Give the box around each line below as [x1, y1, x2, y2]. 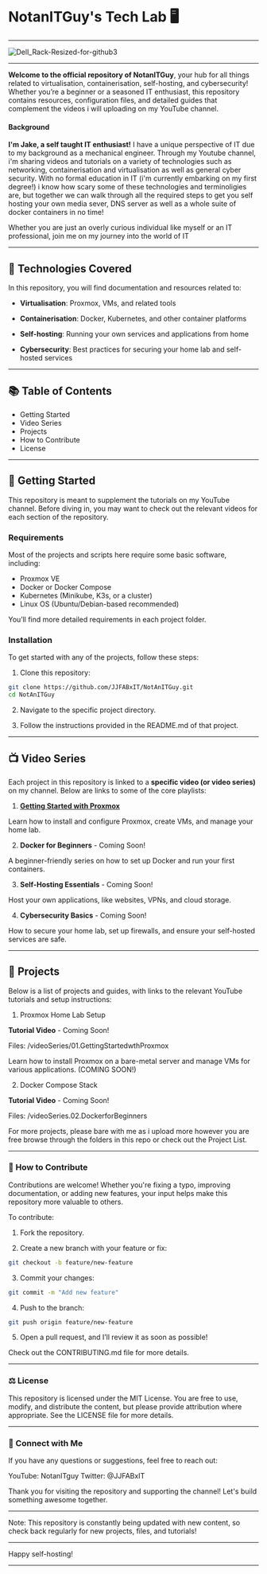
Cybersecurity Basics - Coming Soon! [19, 910, 147, 920]
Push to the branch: [19, 1303, 85, 1312]
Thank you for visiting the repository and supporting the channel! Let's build [8, 1486, 257, 1496]
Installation [8, 634, 53, 645]
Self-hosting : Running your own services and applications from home [19, 329, 249, 338]
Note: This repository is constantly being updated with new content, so [8, 1518, 241, 1528]
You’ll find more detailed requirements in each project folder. [8, 614, 207, 624]
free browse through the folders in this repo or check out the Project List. [8, 1135, 248, 1144]
